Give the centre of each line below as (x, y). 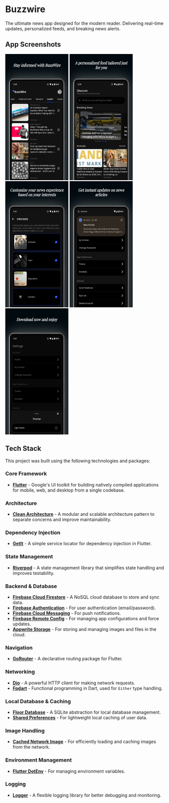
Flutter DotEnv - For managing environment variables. (69, 771)
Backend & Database (31, 586)
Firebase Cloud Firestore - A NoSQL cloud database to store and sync (86, 597)
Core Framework (26, 474)
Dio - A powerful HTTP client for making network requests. (74, 683)
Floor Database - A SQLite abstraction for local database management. (87, 712)
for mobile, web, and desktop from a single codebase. (69, 490)
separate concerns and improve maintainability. (62, 520)
